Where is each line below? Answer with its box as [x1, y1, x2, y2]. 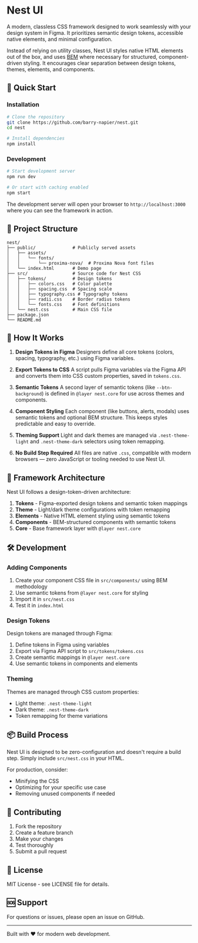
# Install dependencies [6, 136, 65, 141]
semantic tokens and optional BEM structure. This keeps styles [15, 414, 168, 421]
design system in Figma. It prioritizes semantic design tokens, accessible [6, 29, 184, 36]
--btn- [156, 385, 173, 391]
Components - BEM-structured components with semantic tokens [15, 519, 176, 526]
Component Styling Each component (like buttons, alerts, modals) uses [15, 408, 190, 415]
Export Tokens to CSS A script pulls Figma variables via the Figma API [15, 366, 186, 373]
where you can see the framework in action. [6, 207, 113, 214]
